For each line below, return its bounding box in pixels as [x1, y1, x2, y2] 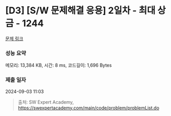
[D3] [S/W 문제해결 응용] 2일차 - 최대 [5, 5, 156, 16]
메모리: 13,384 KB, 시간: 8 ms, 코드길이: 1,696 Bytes [5, 62, 112, 68]
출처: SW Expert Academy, [17, 99, 74, 105]
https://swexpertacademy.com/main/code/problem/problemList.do [17, 105, 160, 111]
